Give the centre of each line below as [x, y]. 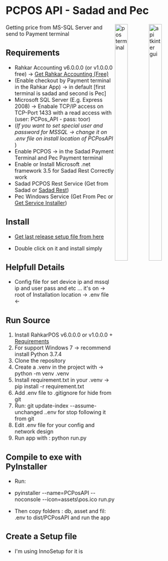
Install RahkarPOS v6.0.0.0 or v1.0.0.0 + [63, 335]
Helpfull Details [35, 267]
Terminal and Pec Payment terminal [59, 158]
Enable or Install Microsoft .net [53, 164]
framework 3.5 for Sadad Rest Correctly [64, 170]
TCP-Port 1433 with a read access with [63, 112]
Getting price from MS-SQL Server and [54, 27]
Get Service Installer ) [41, 203]
